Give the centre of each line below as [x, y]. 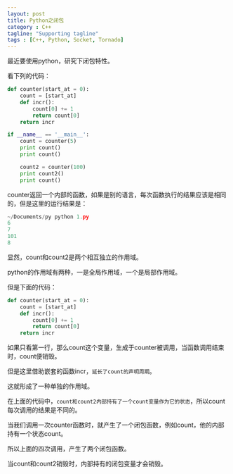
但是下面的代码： [32, 287]
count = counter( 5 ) [48, 142]
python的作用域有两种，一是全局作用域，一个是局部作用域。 [94, 272]
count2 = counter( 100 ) [53, 167]
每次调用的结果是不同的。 [44, 410]
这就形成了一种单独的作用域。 [50, 386]
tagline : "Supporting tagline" [53, 33]
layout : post [26, 14]
